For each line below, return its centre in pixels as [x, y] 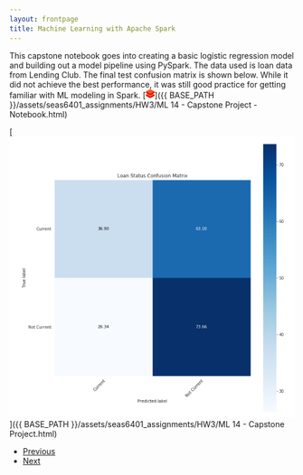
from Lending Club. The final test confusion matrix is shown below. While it [149, 75]
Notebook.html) [38, 114]
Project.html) [33, 433]
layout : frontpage [44, 19]
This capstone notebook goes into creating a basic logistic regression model [152, 55]
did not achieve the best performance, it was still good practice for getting [148, 84]
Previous [39, 451]
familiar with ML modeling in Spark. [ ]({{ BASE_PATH [112, 95]
